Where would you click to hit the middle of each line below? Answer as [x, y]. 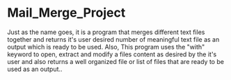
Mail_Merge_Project [66, 13]
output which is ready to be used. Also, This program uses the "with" [106, 47]
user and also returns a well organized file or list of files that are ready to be [116, 61]
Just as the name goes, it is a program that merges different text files [106, 32]
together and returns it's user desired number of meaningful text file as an [113, 39]
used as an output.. [35, 69]
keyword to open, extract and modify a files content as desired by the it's [112, 54]
